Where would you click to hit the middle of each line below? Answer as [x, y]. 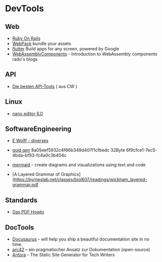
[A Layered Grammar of [36, 174]
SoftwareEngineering [38, 129]
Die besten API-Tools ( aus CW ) [45, 86]
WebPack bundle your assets [42, 44]
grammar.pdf [25, 185]
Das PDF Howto [28, 212]
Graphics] [71, 174]
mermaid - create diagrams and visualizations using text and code [79, 165]
